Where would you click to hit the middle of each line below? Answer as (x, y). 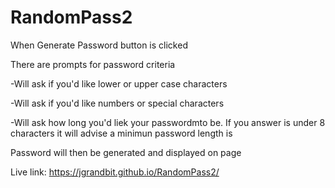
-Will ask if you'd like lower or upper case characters (119, 83)
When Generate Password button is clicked (99, 45)
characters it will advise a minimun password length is (121, 133)
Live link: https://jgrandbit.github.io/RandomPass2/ (115, 172)
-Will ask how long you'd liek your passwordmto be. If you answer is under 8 (168, 122)
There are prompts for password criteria (93, 64)
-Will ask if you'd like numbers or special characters (117, 103)
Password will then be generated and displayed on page (126, 152)
